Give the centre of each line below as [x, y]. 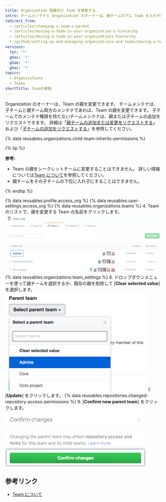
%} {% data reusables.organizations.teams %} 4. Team [103, 206]
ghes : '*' [20, 57]
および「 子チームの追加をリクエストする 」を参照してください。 [70, 128]
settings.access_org [25, 206]
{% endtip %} [19, 191]
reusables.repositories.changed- [115, 395]
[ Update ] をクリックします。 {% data [43, 395]
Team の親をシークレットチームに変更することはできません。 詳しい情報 [86, 168]
